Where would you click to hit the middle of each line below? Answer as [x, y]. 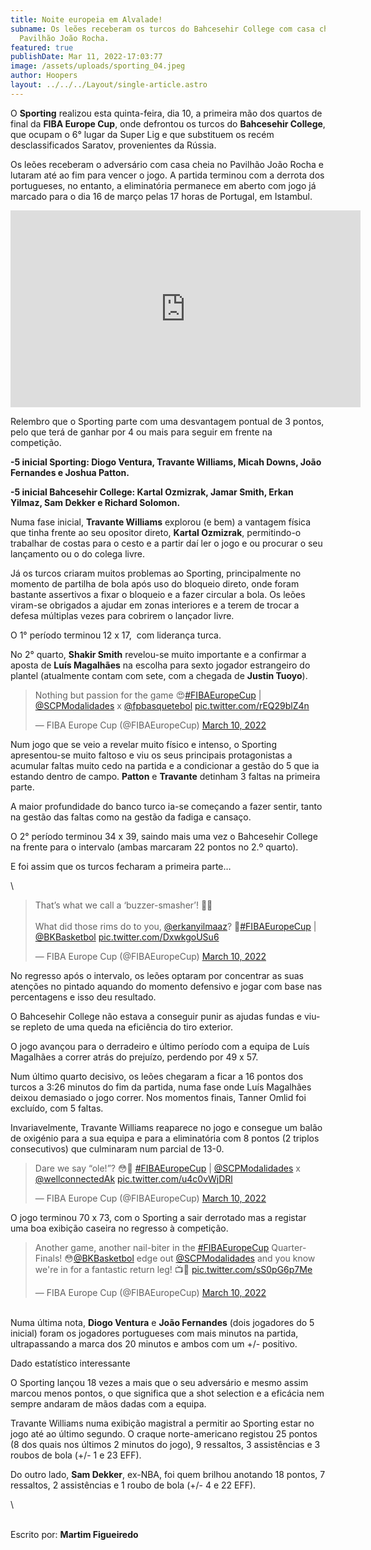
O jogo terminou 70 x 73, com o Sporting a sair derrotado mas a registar [158, 1217]
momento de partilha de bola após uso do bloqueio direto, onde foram [155, 583]
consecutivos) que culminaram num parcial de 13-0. [117, 1148]
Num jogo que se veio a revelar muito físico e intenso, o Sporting [143, 744]
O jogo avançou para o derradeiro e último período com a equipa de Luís [160, 1046]
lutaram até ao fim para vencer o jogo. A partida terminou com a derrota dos [167, 175]
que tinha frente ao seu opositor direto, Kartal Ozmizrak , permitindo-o [156, 532]
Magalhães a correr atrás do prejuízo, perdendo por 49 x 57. [134, 1057]
